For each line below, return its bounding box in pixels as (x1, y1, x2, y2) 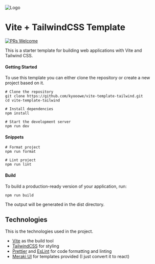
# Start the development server (5, 120, 71, 124)
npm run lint (5, 162, 32, 167)
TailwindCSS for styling (12, 243, 60, 249)
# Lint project (5, 158, 36, 163)
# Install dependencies (5, 107, 54, 112)
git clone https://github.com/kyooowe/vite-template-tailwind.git (5, 94, 143, 99)
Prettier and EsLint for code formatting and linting (12, 248, 112, 254)
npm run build (5, 192, 34, 198)
